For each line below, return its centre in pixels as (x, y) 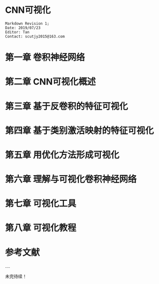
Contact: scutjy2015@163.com (35, 36)
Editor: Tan (17, 32)
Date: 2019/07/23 (23, 28)
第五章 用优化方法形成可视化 (62, 155)
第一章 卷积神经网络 (45, 58)
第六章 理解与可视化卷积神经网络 (71, 179)
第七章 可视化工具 (41, 204)
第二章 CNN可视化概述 (50, 82)
